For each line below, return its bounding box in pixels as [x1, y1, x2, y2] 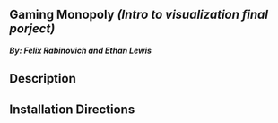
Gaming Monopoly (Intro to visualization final [9, 7, 269, 22]
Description [9, 71, 76, 86]
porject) [9, 22, 56, 37]
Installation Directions [9, 101, 135, 117]
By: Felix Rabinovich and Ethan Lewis [9, 45, 152, 56]
